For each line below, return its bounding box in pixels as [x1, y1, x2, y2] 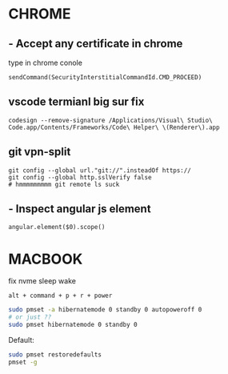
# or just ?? [8, 313, 52, 321]
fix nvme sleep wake [8, 276, 76, 286]
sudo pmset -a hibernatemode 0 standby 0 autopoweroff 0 [8, 306, 202, 314]
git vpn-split [8, 145, 71, 159]
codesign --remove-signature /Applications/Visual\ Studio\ [8, 116, 214, 124]
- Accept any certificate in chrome [8, 37, 183, 50]
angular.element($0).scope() [8, 223, 106, 231]
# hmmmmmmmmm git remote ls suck [8, 180, 120, 188]
